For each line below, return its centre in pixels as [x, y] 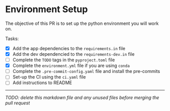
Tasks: [12, 39]
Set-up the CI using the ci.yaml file [49, 77]
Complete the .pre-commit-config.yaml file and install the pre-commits [86, 71]
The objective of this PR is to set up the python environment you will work [82, 23]
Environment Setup [47, 9]
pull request [18, 103]
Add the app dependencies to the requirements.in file [69, 48]
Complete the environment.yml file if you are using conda [71, 66]
